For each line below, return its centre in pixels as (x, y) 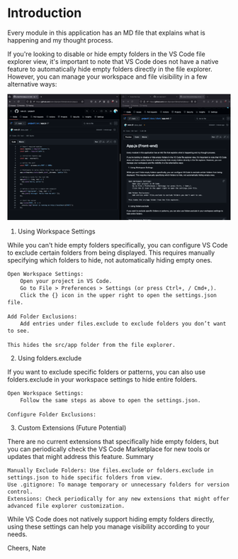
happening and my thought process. (60, 40)
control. (20, 492)
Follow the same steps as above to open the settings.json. (110, 400)
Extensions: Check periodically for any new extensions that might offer (119, 499)
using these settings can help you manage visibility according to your (109, 526)
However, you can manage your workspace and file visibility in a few (107, 77)
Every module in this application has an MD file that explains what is (106, 33)
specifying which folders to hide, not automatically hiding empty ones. (110, 260)
